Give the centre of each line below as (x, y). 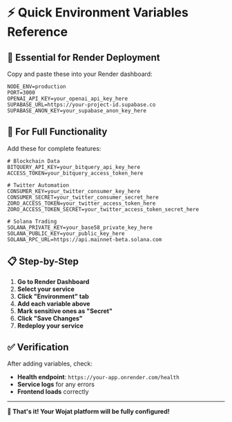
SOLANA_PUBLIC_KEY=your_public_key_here (66, 233)
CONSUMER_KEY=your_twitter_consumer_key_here (74, 191)
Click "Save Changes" (50, 318)
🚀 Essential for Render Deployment (84, 58)
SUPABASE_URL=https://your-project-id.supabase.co (81, 105)
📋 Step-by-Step (43, 262)
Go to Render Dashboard (53, 281)
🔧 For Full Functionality (57, 132)
